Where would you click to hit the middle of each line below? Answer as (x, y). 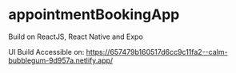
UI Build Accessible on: (46, 52)
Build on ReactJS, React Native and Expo (76, 36)
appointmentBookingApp (94, 15)
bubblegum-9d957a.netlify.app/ (61, 60)
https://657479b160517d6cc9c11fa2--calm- (157, 52)
